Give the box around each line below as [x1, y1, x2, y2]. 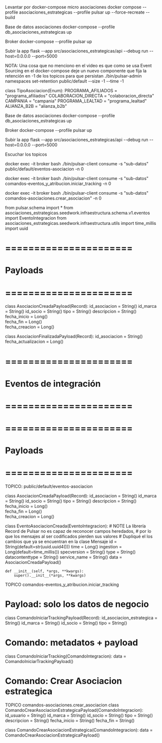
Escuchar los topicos [5, 151, 47, 157]
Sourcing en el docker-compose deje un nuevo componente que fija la [5, 68, 147, 74]
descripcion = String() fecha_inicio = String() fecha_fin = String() [5, 718, 135, 723]
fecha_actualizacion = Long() [5, 339, 63, 344]
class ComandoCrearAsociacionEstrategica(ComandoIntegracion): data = [5, 727, 153, 733]
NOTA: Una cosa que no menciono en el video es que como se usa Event [5, 63, 152, 68]
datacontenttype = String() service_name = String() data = [5, 554, 122, 560]
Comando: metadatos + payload [5, 637, 138, 648]
